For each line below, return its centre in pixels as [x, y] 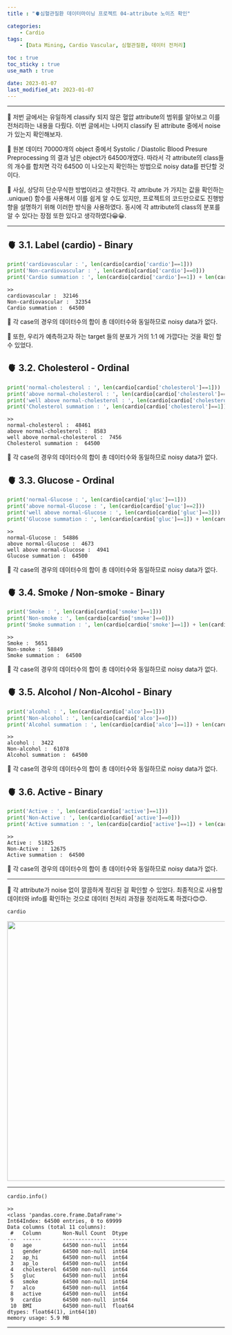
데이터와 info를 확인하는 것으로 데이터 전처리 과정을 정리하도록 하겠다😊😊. [107, 898]
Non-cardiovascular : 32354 [49, 302]
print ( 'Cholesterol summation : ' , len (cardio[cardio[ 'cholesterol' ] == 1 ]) [117, 407]
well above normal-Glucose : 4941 [58, 550]
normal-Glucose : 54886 [43, 537]
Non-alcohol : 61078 [38, 749]
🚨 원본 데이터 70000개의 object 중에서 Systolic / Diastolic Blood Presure [107, 149]
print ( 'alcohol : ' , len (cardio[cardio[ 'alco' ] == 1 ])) [86, 711]
